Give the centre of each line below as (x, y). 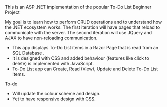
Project (12, 12)
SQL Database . (28, 53)
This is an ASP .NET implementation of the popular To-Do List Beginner (78, 7)
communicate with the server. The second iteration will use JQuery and (79, 33)
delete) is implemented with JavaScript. (53, 64)
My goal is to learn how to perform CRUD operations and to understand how (84, 22)
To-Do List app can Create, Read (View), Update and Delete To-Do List (85, 69)
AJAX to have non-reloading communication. (51, 38)
